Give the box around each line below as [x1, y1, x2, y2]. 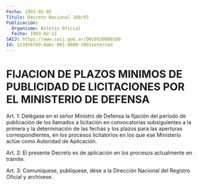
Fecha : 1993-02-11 [11, 31, 58, 37]
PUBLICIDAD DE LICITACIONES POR [6, 80, 185, 94]
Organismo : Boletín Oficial [11, 25, 81, 31]
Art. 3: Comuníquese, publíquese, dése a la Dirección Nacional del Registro [6, 167, 190, 174]
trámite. [6, 155, 26, 162]
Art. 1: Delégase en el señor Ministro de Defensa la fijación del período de [6, 112, 186, 119]
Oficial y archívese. [6, 173, 54, 180]
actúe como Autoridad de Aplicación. [6, 137, 98, 144]
